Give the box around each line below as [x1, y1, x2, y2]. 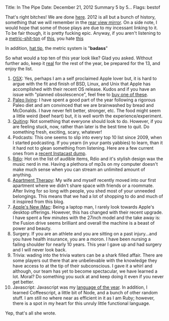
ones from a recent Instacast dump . [12, 151, 87, 156]
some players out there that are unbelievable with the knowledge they [12, 258, 157, 264]
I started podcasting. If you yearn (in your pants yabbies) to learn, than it [12, 140, 163, 146]
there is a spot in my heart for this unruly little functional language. [12, 300, 150, 306]
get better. [12, 279, 34, 285]
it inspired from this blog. [12, 199, 64, 205]
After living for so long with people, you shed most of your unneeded [12, 188, 155, 194]
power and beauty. [12, 225, 52, 231]
